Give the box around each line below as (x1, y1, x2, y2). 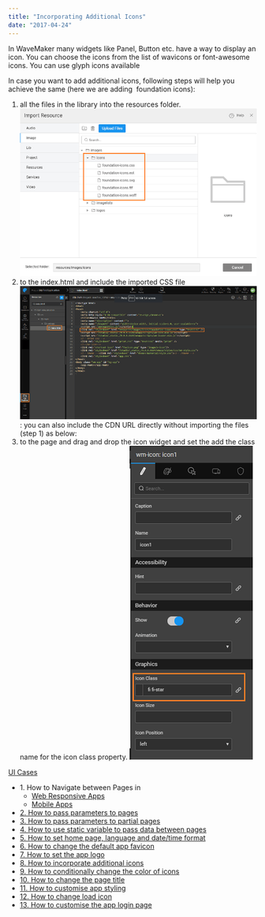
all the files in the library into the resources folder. (19, 99, 181, 109)
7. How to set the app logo (19, 849, 105, 859)
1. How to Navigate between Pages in (19, 782, 141, 792)
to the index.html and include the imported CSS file (19, 277, 185, 286)
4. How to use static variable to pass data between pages (19, 825, 207, 834)
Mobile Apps (31, 799, 73, 809)
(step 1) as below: (19, 429, 77, 438)
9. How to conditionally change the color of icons (19, 866, 180, 876)
